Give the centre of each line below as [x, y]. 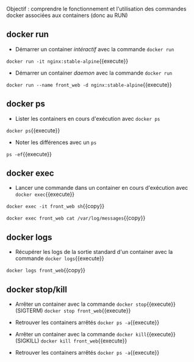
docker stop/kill [37, 289]
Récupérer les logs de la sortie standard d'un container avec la [94, 252]
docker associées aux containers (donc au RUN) [67, 15]
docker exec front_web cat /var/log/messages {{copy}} [76, 218]
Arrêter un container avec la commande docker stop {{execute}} [95, 304]
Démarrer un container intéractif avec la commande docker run [95, 49]
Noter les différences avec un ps [56, 142]
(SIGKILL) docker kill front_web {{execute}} [71, 341]
